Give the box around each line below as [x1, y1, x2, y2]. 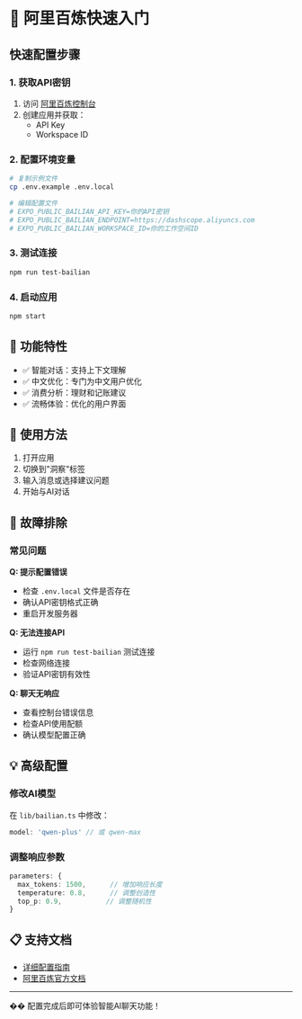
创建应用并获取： [22, 109, 86, 120]
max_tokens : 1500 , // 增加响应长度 [17, 880, 163, 889]
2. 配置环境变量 [9, 153, 76, 165]
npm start [9, 311, 47, 320]
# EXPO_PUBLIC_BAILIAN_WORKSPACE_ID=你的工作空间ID [9, 224, 200, 233]
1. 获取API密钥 [9, 76, 71, 88]
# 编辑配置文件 [9, 199, 58, 208]
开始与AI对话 [22, 487, 70, 497]
